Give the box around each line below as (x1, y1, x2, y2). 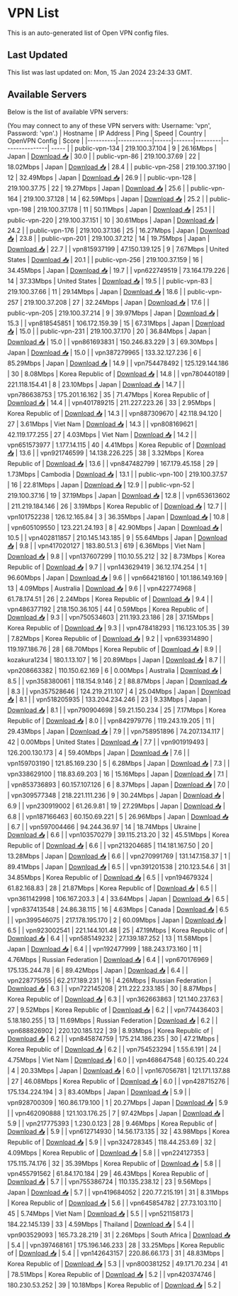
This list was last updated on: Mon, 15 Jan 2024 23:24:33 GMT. (7, 67, 193, 76)
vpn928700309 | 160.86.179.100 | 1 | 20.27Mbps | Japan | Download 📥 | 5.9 (7, 1098, 228, 1106)
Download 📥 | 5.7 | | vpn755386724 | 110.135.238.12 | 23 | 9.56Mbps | (7, 1177, 211, 1186)
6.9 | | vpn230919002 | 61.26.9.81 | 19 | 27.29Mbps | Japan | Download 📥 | (7, 801, 225, 810)
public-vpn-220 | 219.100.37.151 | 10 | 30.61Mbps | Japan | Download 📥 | (7, 215, 219, 225)
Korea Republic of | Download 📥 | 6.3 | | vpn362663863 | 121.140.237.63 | (7, 995, 223, 1003)
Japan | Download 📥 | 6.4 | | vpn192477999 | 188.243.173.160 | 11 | (7, 944, 202, 953)
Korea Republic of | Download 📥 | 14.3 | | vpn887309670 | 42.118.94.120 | (7, 409, 222, 417)
